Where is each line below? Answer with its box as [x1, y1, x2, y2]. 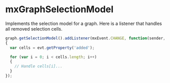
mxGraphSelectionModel [5, 4, 114, 15]
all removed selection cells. [5, 25, 63, 32]
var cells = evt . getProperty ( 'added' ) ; [10, 45, 95, 50]
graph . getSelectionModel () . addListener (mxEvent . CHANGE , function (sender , [5, 36, 166, 41]
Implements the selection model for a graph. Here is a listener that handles [5, 20, 162, 26]
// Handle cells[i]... [14, 64, 63, 69]
